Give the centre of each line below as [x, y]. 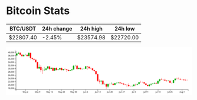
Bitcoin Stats [38, 11]
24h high [91, 29]
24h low [124, 29]
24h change [57, 29]
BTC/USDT [23, 29]
